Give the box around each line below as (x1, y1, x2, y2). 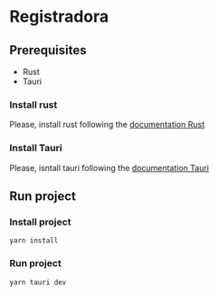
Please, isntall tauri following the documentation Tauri (9, 162, 210, 173)
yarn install (9, 236, 59, 245)
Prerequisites (9, 43, 87, 58)
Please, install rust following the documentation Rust (9, 119, 205, 130)
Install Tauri (9, 142, 62, 155)
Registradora (9, 6, 109, 27)
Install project (9, 215, 71, 228)
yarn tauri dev (9, 278, 67, 287)
